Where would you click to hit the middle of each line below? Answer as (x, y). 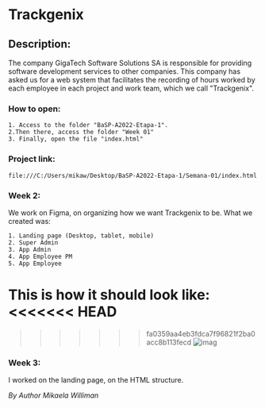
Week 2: (25, 195)
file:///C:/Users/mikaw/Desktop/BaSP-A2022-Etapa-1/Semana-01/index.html (133, 175)
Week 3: (25, 363)
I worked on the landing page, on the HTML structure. (96, 380)
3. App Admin (30, 249)
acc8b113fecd (169, 342)
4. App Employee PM (40, 256)
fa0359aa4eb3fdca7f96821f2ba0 (201, 333)
